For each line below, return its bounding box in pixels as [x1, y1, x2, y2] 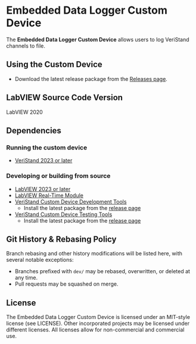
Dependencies [6, 126, 61, 136]
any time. [14, 274, 38, 282]
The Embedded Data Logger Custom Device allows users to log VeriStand [6, 36, 189, 43]
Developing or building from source [6, 172, 111, 180]
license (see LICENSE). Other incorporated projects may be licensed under [6, 320, 190, 327]
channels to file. [6, 42, 46, 49]
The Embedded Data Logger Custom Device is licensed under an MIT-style [6, 314, 191, 321]
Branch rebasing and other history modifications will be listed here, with [6, 250, 183, 257]
